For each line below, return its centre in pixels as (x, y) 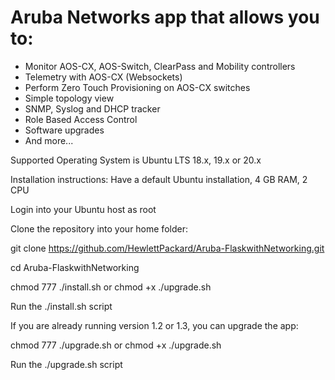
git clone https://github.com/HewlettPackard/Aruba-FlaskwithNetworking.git (167, 248)
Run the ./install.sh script (61, 306)
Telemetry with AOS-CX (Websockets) (103, 77)
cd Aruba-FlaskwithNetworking (75, 267)
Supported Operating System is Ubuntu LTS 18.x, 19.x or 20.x (136, 160)
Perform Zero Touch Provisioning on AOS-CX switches (137, 87)
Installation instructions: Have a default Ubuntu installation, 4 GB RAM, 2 (159, 179)
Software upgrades (64, 130)
